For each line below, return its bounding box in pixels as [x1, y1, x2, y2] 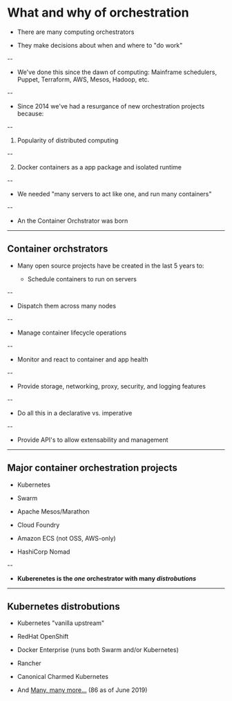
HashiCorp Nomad [17, 548, 70, 556]
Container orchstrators [7, 243, 108, 255]
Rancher [17, 659, 41, 668]
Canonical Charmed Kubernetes [17, 673, 109, 681]
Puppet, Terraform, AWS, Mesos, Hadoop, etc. [17, 75, 150, 84]
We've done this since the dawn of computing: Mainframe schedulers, [17, 68, 217, 76]
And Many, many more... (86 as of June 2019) [17, 686, 148, 694]
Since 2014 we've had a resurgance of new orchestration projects [17, 102, 205, 110]
